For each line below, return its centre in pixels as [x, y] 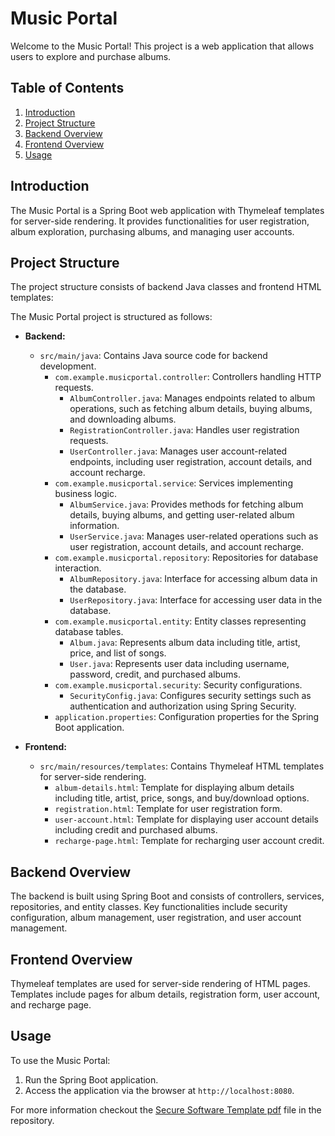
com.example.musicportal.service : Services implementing [173, 483]
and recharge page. [51, 1005]
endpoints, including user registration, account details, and [191, 462]
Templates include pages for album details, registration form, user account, [165, 994]
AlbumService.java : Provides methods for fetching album [186, 504]
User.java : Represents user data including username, [179, 664]
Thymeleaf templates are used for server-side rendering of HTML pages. [160, 983]
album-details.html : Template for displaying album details [174, 788]
